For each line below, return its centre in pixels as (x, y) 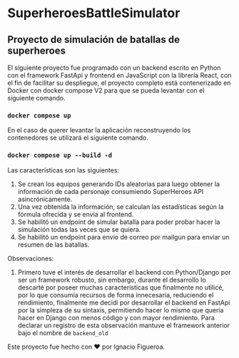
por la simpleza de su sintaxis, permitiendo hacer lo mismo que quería (121, 310)
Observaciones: (31, 258)
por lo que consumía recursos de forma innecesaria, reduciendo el (116, 295)
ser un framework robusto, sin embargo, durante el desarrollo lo (112, 280)
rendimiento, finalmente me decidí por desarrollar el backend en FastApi (124, 302)
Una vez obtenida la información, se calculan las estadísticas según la (121, 206)
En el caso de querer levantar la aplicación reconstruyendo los (99, 131)
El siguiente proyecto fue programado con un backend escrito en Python (114, 68)
